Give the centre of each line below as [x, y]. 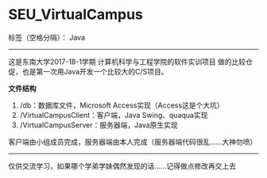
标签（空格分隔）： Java [47, 37]
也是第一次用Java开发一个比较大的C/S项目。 [95, 71]
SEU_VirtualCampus [75, 15]
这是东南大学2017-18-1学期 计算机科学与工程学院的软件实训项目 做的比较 [127, 62]
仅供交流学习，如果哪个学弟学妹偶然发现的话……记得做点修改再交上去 [122, 166]
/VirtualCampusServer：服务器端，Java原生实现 [99, 125]
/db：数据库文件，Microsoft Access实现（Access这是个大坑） [122, 105]
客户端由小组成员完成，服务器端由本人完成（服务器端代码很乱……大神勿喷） [133, 142]
